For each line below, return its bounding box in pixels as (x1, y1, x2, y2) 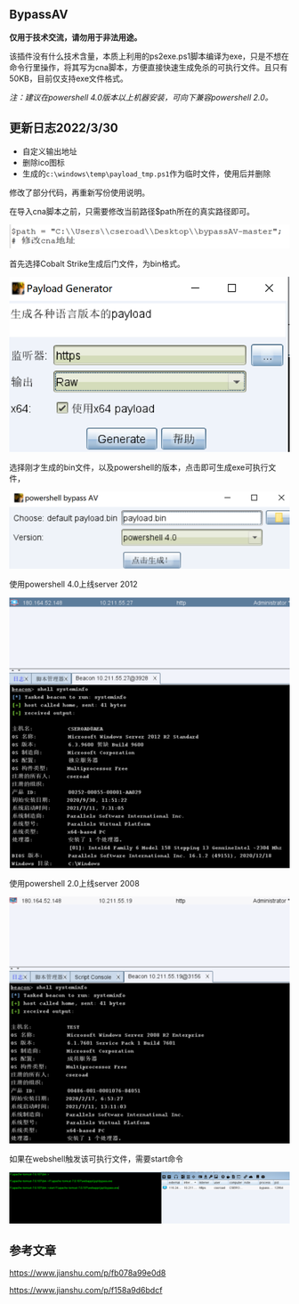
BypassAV (9, 7, 69, 22)
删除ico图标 (21, 157, 65, 167)
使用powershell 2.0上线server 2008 (9, 879, 140, 889)
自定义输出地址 (21, 146, 77, 157)
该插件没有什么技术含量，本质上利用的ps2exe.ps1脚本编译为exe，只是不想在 (9, 51, 289, 61)
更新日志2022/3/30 (9, 120, 118, 136)
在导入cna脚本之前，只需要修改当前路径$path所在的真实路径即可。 (9, 206, 255, 216)
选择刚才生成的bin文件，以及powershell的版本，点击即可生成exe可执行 (9, 462, 269, 473)
